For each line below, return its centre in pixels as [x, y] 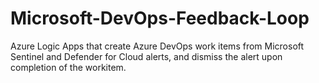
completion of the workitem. [68, 67]
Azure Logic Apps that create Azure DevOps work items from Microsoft [157, 46]
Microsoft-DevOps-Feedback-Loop [160, 18]
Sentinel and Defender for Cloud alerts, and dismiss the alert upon [146, 56]
